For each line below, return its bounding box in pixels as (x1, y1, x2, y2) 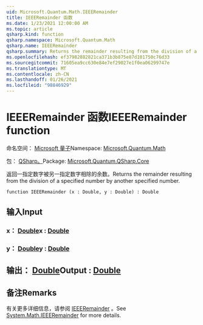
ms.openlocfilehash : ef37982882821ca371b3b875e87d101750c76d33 (6, 54, 170, 60)
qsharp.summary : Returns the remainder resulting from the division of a (6, 49, 198, 55)
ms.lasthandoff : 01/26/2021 (6, 77, 78, 83)
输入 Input (6, 207, 43, 217)
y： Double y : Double (6, 244, 70, 253)
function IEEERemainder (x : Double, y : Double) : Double (6, 189, 159, 195)
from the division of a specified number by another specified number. (6, 177, 181, 184)
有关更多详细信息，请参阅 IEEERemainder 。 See (6, 305, 126, 312)
